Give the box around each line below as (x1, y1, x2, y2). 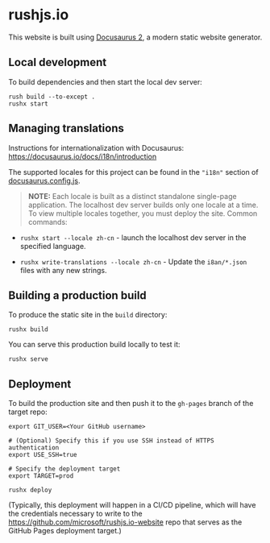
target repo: (8, 407, 48, 417)
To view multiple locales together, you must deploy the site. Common (27, 208, 258, 218)
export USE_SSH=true (8, 451, 78, 459)
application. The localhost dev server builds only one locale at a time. (27, 200, 259, 209)
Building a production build (8, 288, 147, 302)
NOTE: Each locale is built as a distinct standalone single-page (27, 191, 237, 201)
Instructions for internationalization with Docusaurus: (8, 143, 185, 152)
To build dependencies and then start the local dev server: (8, 77, 203, 86)
